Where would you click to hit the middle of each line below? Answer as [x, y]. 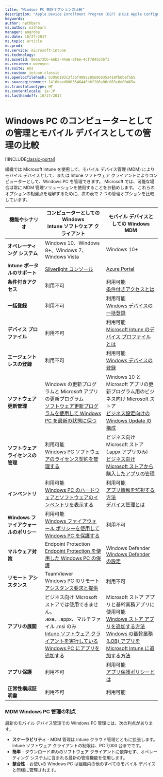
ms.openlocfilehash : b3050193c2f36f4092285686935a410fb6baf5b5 [70, 77]
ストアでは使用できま [69, 605]
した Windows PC [70, 558]
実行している [83, 641]
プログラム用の [128, 391]
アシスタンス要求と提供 [72, 588]
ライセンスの [22, 456]
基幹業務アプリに [135, 605]
